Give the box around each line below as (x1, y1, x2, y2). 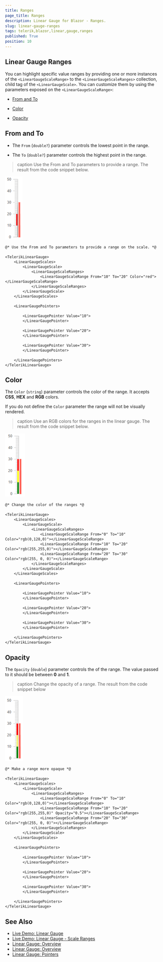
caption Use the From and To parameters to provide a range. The (17, 161, 148, 167)
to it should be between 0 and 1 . (5, 672, 70, 678)
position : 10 (5, 39, 32, 44)
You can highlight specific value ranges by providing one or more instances (5, 71, 158, 77)
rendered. (5, 409, 25, 415)
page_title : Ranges (5, 13, 45, 18)
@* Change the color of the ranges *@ (5, 503, 84, 508)
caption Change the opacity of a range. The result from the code (17, 681, 148, 687)
